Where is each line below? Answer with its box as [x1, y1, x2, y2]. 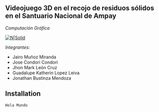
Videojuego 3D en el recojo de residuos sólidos [5, 4, 155, 12]
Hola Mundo [5, 103, 28, 108]
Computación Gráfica [5, 25, 50, 31]
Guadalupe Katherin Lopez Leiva [12, 70, 80, 76]
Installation [5, 90, 41, 98]
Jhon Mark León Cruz [12, 64, 57, 70]
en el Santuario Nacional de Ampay [5, 12, 117, 20]
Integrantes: [5, 44, 30, 50]
